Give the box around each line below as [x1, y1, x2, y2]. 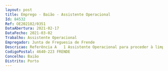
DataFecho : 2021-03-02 [5, 30, 52, 35]
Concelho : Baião [5, 53, 39, 59]
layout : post [5, 7, 32, 12]
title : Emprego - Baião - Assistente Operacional [5, 12, 111, 17]
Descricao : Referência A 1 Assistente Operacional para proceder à [5, 44, 153, 49]
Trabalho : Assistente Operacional [5, 35, 77, 40]
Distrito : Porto [5, 58, 39, 63]
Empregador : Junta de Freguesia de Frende [5, 40, 95, 45]
